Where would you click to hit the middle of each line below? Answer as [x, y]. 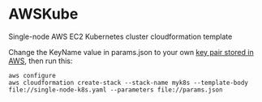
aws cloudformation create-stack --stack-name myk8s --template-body [129, 83]
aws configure [32, 75]
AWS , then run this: [41, 61]
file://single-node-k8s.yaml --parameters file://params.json [116, 90]
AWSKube [43, 14]
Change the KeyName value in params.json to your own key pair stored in [131, 52]
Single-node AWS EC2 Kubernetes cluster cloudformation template [120, 36]
